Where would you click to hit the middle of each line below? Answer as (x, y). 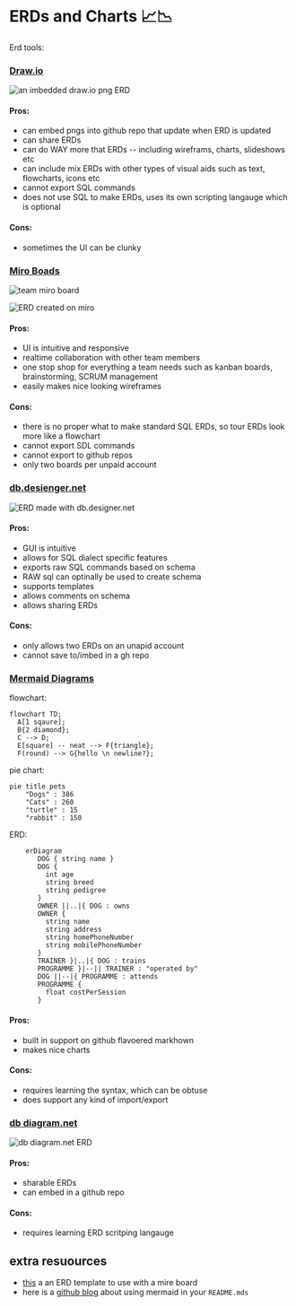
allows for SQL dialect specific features (95, 557)
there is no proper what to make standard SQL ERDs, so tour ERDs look (153, 427)
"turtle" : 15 (52, 810)
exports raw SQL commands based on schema (109, 567)
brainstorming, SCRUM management (90, 377)
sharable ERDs (49, 1183)
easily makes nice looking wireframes (91, 387)
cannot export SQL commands (79, 187)
